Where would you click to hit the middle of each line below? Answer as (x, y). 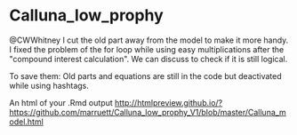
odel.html (27, 122)
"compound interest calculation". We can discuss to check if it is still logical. (148, 59)
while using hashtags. (49, 85)
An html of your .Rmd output (61, 102)
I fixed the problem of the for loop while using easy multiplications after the (147, 49)
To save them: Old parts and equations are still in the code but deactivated (145, 75)
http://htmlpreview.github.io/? (169, 102)
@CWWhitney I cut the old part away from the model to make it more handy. (149, 40)
